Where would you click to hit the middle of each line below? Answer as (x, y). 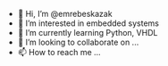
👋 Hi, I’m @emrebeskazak (65, 14)
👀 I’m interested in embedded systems (88, 23)
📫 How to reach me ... (59, 52)
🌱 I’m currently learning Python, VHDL (88, 33)
